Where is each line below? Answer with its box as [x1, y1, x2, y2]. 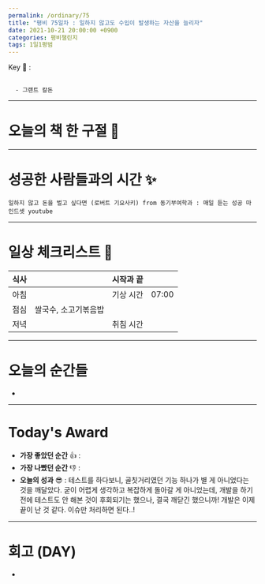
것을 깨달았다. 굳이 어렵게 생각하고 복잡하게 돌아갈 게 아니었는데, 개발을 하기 [19, 485, 254, 494]
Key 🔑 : [8, 62, 32, 72]
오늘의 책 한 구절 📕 [8, 122, 120, 140]
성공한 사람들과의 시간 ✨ [8, 171, 157, 189]
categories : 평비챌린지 [8, 33, 78, 42]
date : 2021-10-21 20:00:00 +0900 [8, 26, 118, 34]
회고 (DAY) [8, 543, 77, 560]
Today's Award [8, 424, 109, 442]
